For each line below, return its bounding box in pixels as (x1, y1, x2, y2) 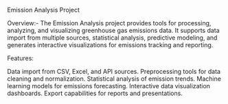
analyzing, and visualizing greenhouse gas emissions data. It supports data (7, 27, 220, 34)
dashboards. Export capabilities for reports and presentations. (7, 89, 183, 97)
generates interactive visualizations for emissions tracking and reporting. (7, 41, 214, 49)
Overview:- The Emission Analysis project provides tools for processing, (7, 19, 212, 27)
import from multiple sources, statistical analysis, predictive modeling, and (7, 34, 218, 42)
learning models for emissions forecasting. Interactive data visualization (7, 82, 211, 90)
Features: (7, 54, 34, 62)
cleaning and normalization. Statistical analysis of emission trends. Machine (7, 75, 222, 83)
